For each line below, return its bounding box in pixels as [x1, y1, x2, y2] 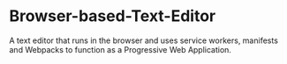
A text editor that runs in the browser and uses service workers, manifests [9, 35, 278, 46]
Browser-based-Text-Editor [9, 6, 216, 26]
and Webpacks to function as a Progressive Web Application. [9, 44, 232, 54]
